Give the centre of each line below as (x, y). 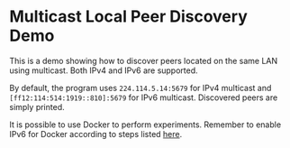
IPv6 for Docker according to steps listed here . (96, 134)
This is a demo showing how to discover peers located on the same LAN (144, 60)
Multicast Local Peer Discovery (128, 17)
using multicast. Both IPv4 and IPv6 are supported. (104, 70)
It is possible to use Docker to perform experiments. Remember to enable (145, 125)
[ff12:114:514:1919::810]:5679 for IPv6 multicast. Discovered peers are (144, 97)
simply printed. (37, 106)
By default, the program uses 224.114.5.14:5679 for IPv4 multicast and (140, 88)
